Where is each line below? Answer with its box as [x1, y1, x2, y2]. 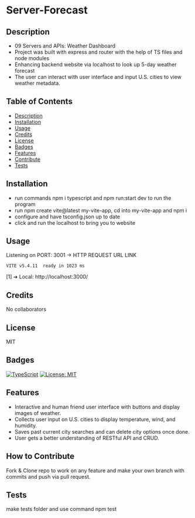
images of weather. [14, 409, 61, 416]
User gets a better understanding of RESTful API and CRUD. [14, 434, 159, 441]
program [14, 200, 36, 208]
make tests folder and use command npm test [6, 506, 117, 513]
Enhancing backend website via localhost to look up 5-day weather [14, 61, 177, 68]
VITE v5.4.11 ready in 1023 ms [6, 263, 85, 269]
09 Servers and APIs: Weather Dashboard [14, 42, 116, 49]
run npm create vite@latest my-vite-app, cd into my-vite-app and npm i [14, 207, 187, 214]
